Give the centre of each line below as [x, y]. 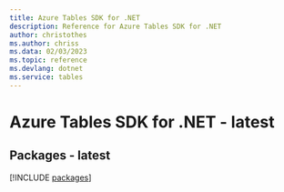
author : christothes [49, 35]
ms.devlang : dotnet [46, 69]
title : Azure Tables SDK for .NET [75, 18]
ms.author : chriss [44, 43]
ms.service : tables [46, 77]
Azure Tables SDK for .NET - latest [142, 121]
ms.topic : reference [49, 60]
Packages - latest [60, 156]
